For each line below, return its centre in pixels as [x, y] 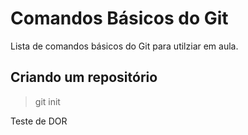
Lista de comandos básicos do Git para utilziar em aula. [124, 46]
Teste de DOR [39, 121]
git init [47, 101]
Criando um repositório [84, 77]
